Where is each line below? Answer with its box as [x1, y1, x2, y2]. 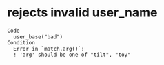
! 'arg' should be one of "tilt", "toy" [13, 51, 131, 58]
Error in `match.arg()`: [13, 45, 85, 52]
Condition [7, 39, 36, 46]
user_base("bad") [13, 33, 63, 40]
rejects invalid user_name [7, 5, 158, 21]
